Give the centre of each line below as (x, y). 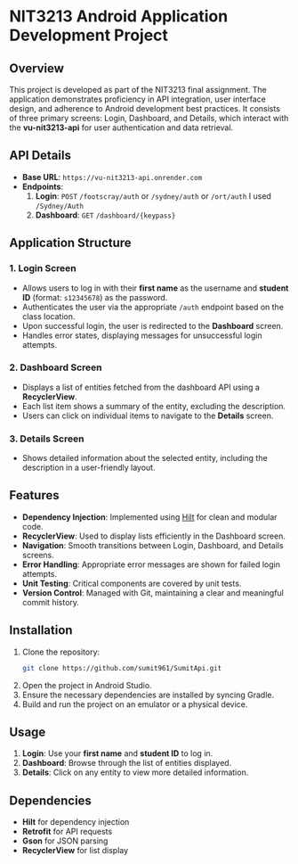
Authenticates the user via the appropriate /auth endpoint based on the (153, 307)
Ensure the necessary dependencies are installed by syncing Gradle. (148, 695)
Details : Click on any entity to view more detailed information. (135, 772)
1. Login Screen (43, 268)
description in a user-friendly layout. (89, 468)
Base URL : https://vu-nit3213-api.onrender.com (112, 177)
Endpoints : (43, 186)
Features (34, 495)
